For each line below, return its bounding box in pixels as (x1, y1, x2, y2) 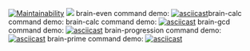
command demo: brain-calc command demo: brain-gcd (8, 17, 230, 26)
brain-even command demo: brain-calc (75, 9, 242, 18)
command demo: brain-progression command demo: (8, 25, 222, 35)
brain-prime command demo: (46, 34, 144, 43)
